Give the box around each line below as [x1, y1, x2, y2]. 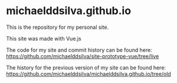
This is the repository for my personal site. [6, 24, 109, 31]
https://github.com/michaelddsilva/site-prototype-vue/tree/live [6, 52, 159, 59]
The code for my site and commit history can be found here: [6, 46, 152, 54]
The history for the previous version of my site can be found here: [6, 64, 166, 71]
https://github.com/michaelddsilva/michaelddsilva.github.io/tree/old [6, 70, 171, 77]
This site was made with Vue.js [6, 35, 81, 42]
